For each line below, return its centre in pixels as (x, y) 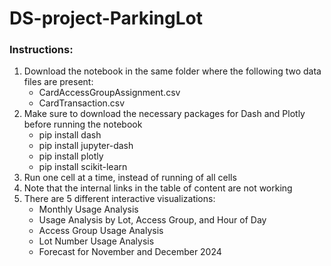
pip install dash (70, 135)
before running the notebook (83, 124)
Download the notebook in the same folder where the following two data (172, 71)
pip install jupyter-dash (86, 146)
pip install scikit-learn (83, 167)
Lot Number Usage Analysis (96, 241)
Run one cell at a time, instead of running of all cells (130, 178)
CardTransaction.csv (82, 103)
